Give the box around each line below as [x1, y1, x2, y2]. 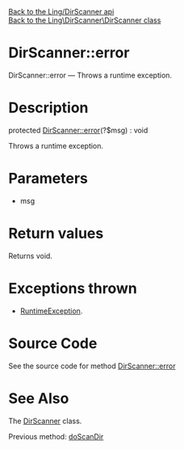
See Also [8, 389, 69, 407]
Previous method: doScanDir [8, 431, 104, 441]
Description [8, 99, 89, 117]
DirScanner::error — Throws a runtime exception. [8, 70, 172, 80]
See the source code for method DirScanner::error [8, 361, 176, 371]
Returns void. [8, 250, 52, 261]
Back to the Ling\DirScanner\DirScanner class [8, 15, 161, 25]
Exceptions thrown [8, 279, 137, 297]
